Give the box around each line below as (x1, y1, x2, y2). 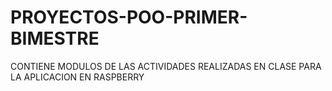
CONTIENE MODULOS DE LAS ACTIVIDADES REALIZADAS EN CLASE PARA (10, 60, 322, 72)
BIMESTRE (10, 27, 100, 50)
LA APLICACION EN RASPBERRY (10, 71, 145, 83)
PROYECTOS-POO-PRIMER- (10, 6, 248, 29)
